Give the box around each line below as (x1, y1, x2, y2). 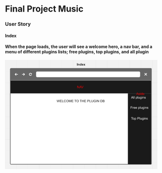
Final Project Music (5, 3, 84, 15)
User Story (5, 21, 31, 28)
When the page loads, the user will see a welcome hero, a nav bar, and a (5, 44, 152, 49)
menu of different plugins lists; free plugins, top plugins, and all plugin (5, 49, 149, 55)
